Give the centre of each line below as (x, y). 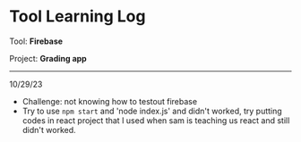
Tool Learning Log (77, 17)
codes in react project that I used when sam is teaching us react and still (156, 120)
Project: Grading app (48, 58)
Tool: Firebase (36, 41)
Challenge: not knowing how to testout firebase (110, 101)
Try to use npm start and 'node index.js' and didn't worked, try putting (152, 111)
